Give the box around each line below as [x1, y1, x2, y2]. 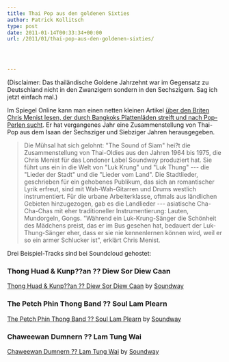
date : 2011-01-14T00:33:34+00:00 [7, 29, 103, 36]
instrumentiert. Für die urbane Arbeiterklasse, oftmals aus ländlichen [23, 193, 217, 201]
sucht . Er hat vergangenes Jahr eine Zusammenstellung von [27, 121, 196, 129]
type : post [7, 23, 38, 29]
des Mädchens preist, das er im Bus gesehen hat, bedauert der [23, 221, 202, 230]
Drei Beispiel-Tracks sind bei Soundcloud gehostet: [7, 250, 152, 258]
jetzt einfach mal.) [7, 93, 58, 101]
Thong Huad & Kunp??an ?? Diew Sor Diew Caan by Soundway [7, 282, 185, 290]
